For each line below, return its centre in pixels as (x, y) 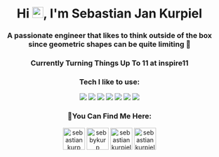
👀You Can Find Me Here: (109, 116)
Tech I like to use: (109, 81)
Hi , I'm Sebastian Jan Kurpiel (109, 14)
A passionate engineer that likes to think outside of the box (109, 36)
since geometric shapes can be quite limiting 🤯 (109, 44)
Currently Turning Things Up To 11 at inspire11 (109, 63)
